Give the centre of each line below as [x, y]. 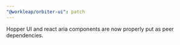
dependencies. [25, 35]
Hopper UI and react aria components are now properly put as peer [90, 29]
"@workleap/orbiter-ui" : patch [46, 12]
